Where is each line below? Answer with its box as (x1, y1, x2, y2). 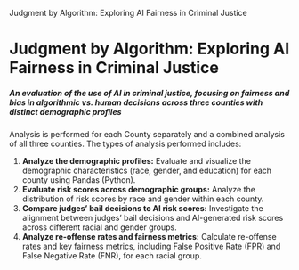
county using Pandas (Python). (21, 175, 136, 185)
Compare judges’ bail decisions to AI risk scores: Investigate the (21, 203, 264, 214)
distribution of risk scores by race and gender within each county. (21, 193, 264, 204)
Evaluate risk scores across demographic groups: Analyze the (21, 184, 256, 195)
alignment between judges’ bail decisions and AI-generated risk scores (21, 213, 284, 224)
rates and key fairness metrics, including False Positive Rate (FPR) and (21, 241, 281, 252)
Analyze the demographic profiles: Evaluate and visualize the (21, 156, 252, 167)
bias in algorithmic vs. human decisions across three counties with (9, 97, 263, 108)
